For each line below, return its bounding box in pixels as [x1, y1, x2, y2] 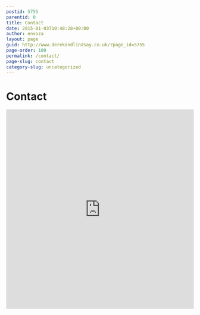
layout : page [6, 36, 39, 42]
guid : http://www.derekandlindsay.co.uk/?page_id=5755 [6, 42, 145, 48]
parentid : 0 [6, 14, 36, 20]
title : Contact [6, 20, 44, 26]
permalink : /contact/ [6, 53, 60, 59]
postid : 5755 [6, 8, 39, 15]
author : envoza [6, 31, 44, 37]
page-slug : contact [6, 58, 55, 64]
